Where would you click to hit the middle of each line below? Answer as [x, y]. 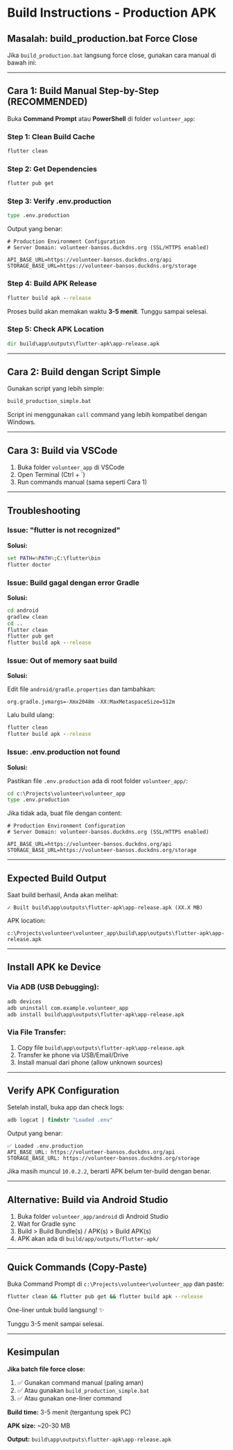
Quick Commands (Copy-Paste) [77, 1267]
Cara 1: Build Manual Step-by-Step [83, 91]
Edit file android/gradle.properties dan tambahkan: [81, 689]
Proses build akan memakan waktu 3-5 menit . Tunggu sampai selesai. [107, 311]
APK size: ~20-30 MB [39, 1426]
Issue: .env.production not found [64, 752]
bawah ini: [22, 63]
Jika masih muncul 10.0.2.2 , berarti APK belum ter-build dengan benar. [109, 1172]
